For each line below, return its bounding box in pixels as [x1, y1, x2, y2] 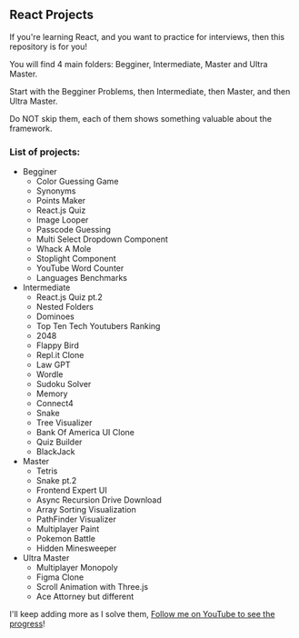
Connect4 [35, 398, 75, 409]
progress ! [9, 618, 45, 630]
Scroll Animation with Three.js [35, 582, 148, 593]
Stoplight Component [35, 254, 116, 264]
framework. [9, 123, 53, 134]
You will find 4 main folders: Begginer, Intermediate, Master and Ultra [9, 58, 268, 69]
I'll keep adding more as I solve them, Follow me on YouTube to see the [9, 609, 275, 620]
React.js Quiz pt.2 [35, 292, 103, 303]
